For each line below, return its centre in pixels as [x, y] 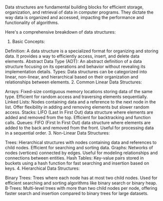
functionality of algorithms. [32, 22]
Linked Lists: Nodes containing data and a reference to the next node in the [81, 102]
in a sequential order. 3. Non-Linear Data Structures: [57, 133]
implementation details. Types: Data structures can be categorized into [76, 72]
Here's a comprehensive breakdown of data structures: [60, 32]
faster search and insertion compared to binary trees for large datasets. [77, 193]
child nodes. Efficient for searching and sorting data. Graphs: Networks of [79, 148]
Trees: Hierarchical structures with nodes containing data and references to [81, 142]
